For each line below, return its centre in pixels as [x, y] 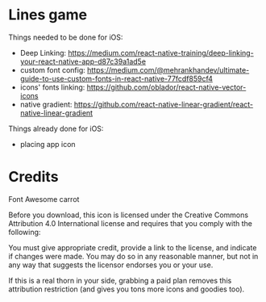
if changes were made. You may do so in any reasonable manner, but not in [133, 256]
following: [25, 232]
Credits [33, 177]
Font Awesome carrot [44, 199]
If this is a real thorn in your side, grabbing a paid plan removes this [120, 280]
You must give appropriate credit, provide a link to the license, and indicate [133, 247]
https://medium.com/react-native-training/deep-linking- [161, 52]
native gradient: [46, 104]
